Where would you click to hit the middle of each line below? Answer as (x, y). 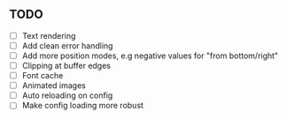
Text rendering (49, 35)
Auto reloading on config (67, 95)
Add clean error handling (67, 45)
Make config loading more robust (83, 106)
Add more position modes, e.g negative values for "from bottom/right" (150, 56)
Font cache (43, 76)
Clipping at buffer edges (66, 66)
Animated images (54, 86)
